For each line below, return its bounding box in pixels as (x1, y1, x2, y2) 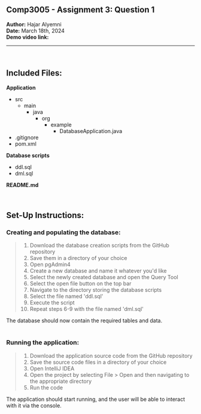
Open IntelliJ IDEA (29, 365, 75, 372)
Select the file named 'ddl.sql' (29, 293, 103, 300)
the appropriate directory (29, 377, 92, 385)
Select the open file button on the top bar (29, 280, 132, 287)
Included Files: (6, 68, 63, 78)
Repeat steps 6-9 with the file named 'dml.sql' (29, 306, 144, 313)
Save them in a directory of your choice (29, 255, 127, 262)
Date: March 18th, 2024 (6, 27, 65, 34)
